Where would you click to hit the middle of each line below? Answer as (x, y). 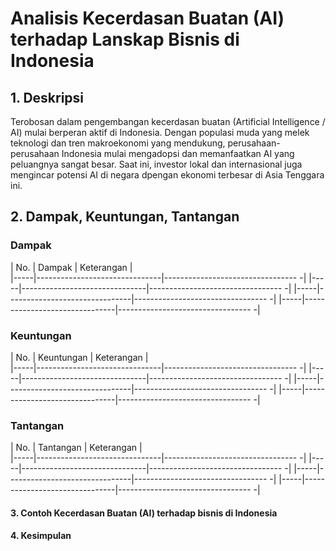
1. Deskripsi (47, 97)
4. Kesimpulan (41, 536)
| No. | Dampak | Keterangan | (71, 267)
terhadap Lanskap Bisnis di (125, 39)
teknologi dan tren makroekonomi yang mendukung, (118, 143)
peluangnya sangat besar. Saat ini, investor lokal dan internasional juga (156, 164)
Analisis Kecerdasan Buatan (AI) (147, 18)
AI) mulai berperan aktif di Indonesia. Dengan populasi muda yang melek (160, 132)
